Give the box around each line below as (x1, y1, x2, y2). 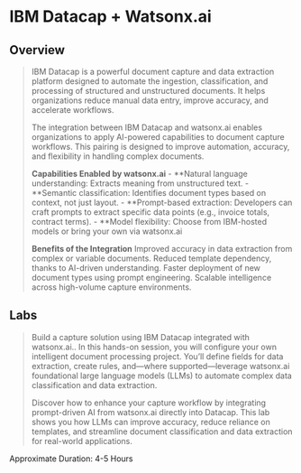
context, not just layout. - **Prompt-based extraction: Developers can (31, 197, 293, 208)
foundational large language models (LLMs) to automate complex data (31, 370, 293, 381)
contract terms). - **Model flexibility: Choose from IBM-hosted (31, 217, 268, 227)
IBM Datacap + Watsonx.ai (9, 6, 212, 27)
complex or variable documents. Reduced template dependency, (31, 253, 272, 264)
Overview (9, 42, 66, 58)
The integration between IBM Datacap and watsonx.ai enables (31, 122, 263, 133)
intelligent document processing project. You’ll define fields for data (31, 350, 284, 362)
